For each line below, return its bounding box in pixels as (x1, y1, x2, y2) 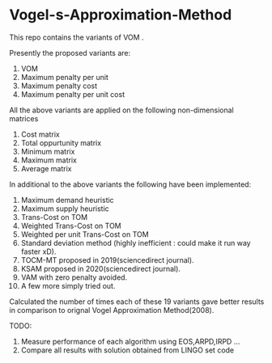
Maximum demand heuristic (20, 195, 114, 205)
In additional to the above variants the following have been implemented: (9, 179, 252, 189)
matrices (9, 113, 39, 123)
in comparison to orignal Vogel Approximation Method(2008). (9, 305, 215, 314)
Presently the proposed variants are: (9, 48, 131, 57)
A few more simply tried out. (20, 281, 116, 290)
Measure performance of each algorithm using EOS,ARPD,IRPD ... (20, 336, 240, 346)
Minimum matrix (20, 146, 75, 156)
